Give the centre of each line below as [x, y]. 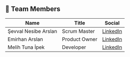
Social [112, 23]
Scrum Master [78, 31]
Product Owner [80, 39]
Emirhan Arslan [25, 39]
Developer [74, 47]
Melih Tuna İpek [26, 47]
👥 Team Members [33, 9]
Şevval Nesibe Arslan [32, 31]
